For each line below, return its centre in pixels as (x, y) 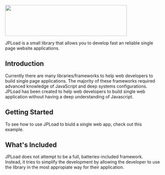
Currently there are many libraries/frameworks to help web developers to (79, 76)
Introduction (25, 64)
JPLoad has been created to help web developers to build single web (75, 91)
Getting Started (29, 112)
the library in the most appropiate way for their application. (65, 167)
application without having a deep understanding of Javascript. (69, 96)
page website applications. (33, 48)
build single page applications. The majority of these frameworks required (80, 81)
